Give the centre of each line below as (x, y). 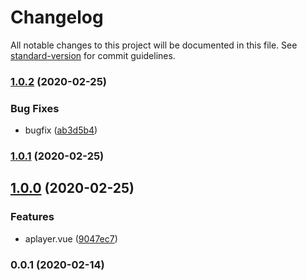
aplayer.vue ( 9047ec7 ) (71, 238)
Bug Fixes (35, 108)
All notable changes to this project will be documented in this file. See (154, 45)
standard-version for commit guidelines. (93, 55)
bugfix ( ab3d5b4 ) (61, 130)
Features (32, 217)
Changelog (57, 17)
